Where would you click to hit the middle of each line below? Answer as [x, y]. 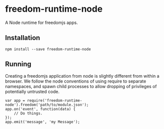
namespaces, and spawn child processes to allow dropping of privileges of [81, 86]
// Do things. [28, 113]
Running [18, 64]
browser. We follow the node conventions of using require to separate [76, 81]
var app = [15, 100]
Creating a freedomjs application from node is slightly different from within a [82, 76]
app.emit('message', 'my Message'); [42, 122]
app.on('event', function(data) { [41, 109]
